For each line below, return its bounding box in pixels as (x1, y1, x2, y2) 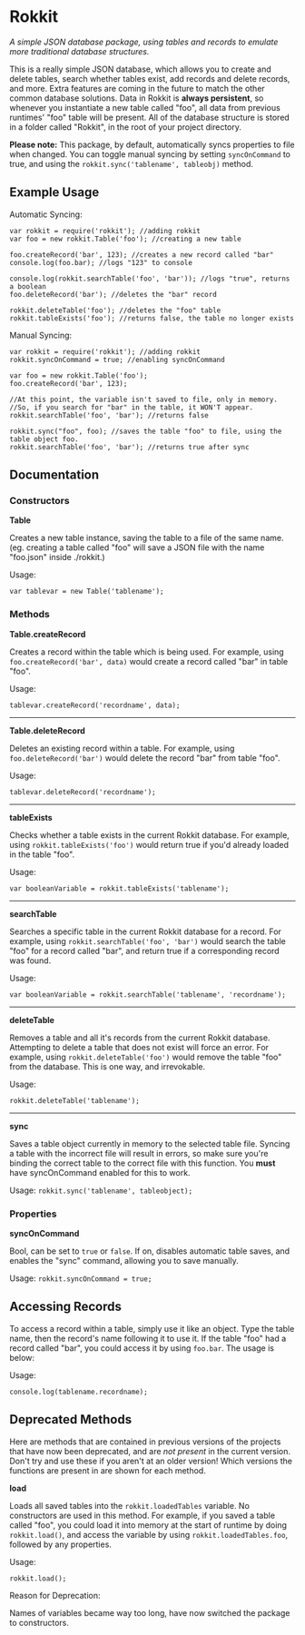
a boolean (9, 281, 47, 291)
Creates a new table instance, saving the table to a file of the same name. (9, 533, 284, 544)
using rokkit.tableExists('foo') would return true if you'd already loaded (9, 839, 289, 850)
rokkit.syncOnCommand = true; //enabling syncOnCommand (9, 355, 225, 364)
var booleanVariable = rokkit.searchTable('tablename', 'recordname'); (9, 990, 286, 1000)
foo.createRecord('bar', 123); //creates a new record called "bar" (9, 250, 274, 260)
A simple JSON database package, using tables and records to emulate (9, 36, 279, 47)
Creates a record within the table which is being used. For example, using (9, 646, 284, 657)
